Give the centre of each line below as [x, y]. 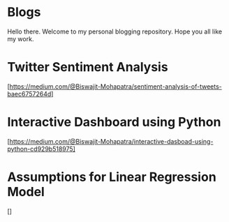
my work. [21, 38]
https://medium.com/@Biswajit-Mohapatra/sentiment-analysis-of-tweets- [116, 86]
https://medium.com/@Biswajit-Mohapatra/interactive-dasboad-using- [111, 141]
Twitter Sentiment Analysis [88, 67]
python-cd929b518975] [41, 149]
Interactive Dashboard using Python [114, 122]
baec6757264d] [30, 94]
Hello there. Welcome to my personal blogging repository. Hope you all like [114, 31]
